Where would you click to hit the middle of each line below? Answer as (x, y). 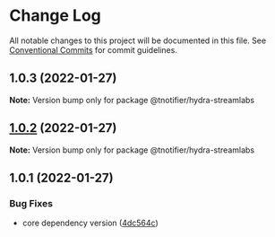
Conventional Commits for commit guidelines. (93, 49)
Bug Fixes (31, 203)
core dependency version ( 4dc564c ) (90, 223)
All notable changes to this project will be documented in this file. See (138, 40)
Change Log (55, 16)
